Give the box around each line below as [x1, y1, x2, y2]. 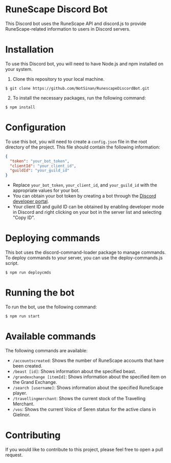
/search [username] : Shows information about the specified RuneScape [12, 384, 163, 391]
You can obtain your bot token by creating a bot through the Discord [12, 193, 157, 199]
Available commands [5, 331, 96, 343]
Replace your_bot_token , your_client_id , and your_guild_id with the [12, 182, 157, 188]
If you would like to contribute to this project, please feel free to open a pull [5, 446, 163, 452]
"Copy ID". [12, 214, 35, 221]
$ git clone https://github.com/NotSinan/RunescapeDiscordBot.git [5, 86, 150, 91]
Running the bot [5, 287, 75, 299]
